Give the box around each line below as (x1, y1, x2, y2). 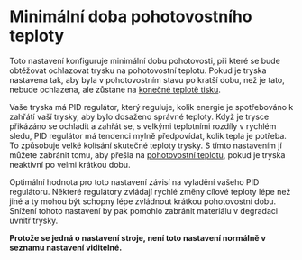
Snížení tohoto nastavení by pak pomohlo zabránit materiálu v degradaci (9, 205, 278, 216)
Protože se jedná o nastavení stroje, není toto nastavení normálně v (9, 232, 266, 243)
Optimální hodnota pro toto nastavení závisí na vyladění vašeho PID (9, 176, 260, 187)
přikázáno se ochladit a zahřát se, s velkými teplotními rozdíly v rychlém (9, 120, 277, 132)
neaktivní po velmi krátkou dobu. (9, 159, 131, 170)
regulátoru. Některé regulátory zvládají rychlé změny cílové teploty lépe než (9, 186, 291, 197)
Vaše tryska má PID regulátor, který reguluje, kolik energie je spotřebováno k (9, 101, 294, 112)
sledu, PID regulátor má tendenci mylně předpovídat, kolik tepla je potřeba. (9, 130, 287, 141)
